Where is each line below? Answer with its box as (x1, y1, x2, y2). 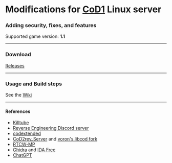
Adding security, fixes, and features (5, 22, 97, 29)
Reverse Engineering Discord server (12, 125, 89, 131)
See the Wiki (5, 92, 32, 98)
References (5, 108, 31, 114)
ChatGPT (12, 152, 32, 158)
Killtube (12, 120, 29, 126)
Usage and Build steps (5, 80, 62, 87)
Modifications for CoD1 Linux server (5, 4, 162, 15)
